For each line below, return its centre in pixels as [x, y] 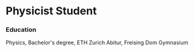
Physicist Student [51, 11]
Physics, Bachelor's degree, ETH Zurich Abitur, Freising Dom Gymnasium [97, 42]
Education [21, 30]
